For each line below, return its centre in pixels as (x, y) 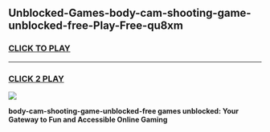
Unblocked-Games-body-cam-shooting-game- (130, 13)
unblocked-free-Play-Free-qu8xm (96, 26)
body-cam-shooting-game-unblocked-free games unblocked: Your (124, 110)
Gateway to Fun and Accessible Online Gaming (88, 119)
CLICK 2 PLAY (36, 78)
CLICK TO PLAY (39, 49)
